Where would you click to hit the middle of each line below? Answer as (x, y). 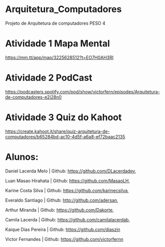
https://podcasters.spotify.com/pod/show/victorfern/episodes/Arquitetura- (83, 92)
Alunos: (22, 157)
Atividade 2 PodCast (49, 78)
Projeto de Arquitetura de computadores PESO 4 (55, 23)
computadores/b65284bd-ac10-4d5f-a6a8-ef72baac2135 (65, 136)
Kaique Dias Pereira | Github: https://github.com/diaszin (63, 229)
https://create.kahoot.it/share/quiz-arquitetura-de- (58, 131)
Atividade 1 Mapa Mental (58, 44)
